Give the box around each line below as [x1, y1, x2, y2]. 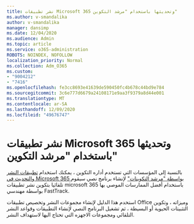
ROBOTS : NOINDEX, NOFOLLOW [6, 52, 73, 58]
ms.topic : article [6, 42, 52, 47]
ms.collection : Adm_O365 [6, 63, 67, 69]
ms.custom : [6, 68, 33, 74]
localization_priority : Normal [6, 57, 83, 63]
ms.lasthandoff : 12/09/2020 [6, 106, 76, 112]
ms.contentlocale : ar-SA [6, 101, 67, 107]
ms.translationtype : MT [6, 95, 65, 101]
